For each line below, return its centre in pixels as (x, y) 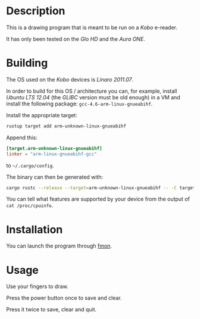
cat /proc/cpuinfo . (30, 205)
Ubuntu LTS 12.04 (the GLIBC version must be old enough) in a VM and (93, 97)
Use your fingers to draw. (37, 286)
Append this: (22, 137)
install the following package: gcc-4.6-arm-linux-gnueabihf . (79, 104)
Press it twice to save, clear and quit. (51, 309)
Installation (35, 229)
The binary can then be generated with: (55, 177)
